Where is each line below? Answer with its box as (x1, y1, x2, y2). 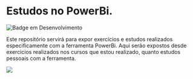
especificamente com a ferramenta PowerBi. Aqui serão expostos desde (6, 42, 187, 49)
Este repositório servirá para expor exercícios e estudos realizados (6, 35, 173, 42)
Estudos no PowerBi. (6, 4, 113, 18)
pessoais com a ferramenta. (6, 54, 76, 62)
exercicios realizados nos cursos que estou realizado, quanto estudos (6, 48, 180, 55)
